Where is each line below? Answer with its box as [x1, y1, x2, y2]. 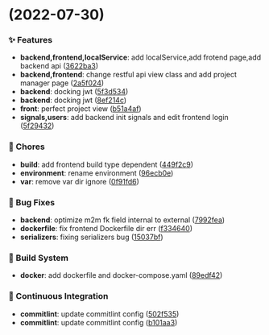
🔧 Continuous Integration [8, 291, 109, 302]
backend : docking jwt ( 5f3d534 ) [19, 87, 129, 97]
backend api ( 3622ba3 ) [19, 61, 99, 71]
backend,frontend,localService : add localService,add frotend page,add [19, 52, 262, 62]
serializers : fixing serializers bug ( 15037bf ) [19, 232, 163, 242]
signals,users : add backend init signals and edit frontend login [19, 113, 230, 122]
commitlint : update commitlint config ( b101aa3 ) [19, 317, 178, 327]
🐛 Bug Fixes [8, 196, 55, 208]
